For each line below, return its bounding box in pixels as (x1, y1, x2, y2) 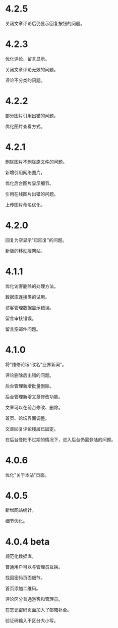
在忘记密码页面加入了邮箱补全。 (5, 607, 72, 613)
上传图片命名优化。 (5, 202, 45, 208)
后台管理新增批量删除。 (5, 382, 54, 389)
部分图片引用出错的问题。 (5, 112, 58, 119)
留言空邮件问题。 (5, 326, 41, 332)
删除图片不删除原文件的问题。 (5, 159, 67, 165)
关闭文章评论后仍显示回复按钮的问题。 (5, 20, 85, 26)
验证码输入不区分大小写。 (5, 617, 58, 624)
